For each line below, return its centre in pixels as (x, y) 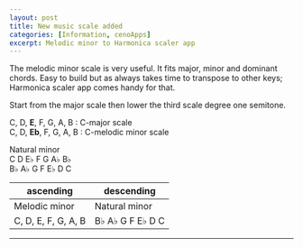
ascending (50, 191)
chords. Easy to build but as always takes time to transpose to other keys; (146, 78)
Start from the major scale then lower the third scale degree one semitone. (148, 106)
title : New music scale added (66, 26)
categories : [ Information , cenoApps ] (80, 34)
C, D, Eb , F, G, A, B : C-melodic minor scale (89, 133)
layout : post (34, 18)
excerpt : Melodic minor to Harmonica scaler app (102, 43)
